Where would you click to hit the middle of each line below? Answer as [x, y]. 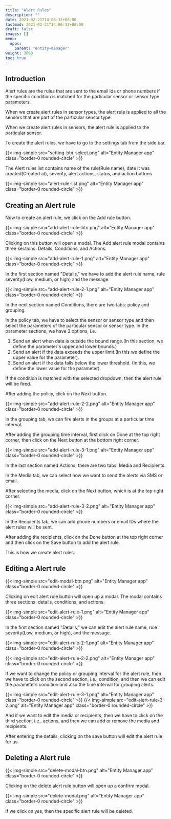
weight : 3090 [19, 53]
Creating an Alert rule [40, 205]
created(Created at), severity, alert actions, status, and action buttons [79, 174]
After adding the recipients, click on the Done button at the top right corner [84, 537]
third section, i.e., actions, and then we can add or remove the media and [82, 721]
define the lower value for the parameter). [57, 368]
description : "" [23, 15]
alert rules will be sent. [29, 527]
